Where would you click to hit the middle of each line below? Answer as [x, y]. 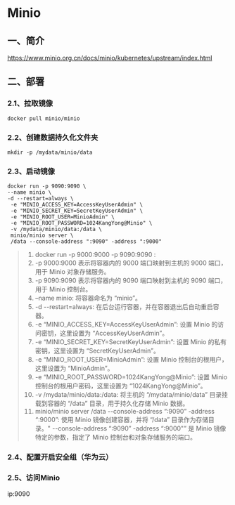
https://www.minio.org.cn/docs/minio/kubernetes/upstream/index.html [110, 58]
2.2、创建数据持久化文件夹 [53, 137]
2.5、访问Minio [34, 478]
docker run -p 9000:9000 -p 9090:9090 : [95, 255]
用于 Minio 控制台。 [63, 289]
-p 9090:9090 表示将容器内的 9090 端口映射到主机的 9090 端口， [131, 281]
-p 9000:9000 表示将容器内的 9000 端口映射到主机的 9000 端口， [131, 263]
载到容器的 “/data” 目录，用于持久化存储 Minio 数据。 [112, 404]
